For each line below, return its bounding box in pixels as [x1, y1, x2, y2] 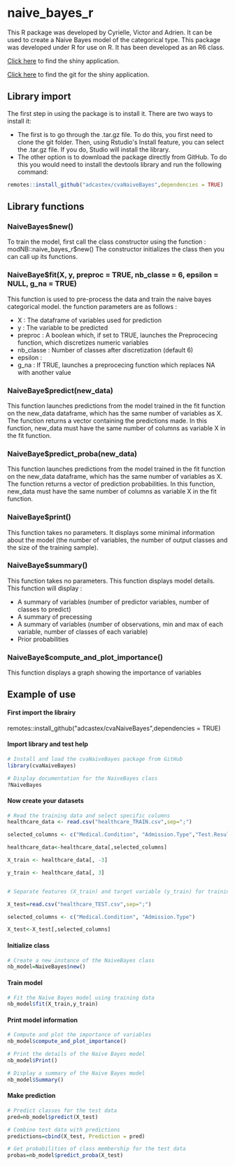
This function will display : [7, 584, 83, 592]
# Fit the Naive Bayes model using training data [7, 994, 155, 1001]
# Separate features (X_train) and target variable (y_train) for [7, 888, 205, 895]
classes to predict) [17, 605, 71, 614]
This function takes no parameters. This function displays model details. [7, 576, 215, 585]
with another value [17, 368, 71, 376]
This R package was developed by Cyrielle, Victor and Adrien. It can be [7, 28, 213, 37]
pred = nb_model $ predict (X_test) [7, 1113, 99, 1120]
